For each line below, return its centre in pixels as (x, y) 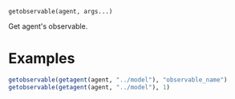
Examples (42, 59)
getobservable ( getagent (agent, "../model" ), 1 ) (89, 87)
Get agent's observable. (48, 26)
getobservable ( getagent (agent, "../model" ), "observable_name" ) (118, 80)
